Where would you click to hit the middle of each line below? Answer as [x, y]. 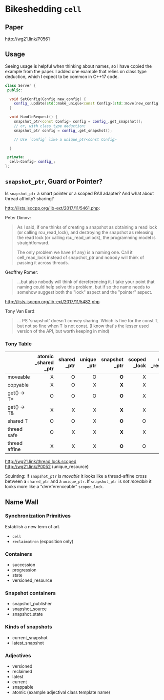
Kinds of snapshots [29, 627]
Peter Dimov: [18, 217]
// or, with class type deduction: [50, 126]
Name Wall [22, 502]
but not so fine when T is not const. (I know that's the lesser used [83, 326]
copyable [18, 385]
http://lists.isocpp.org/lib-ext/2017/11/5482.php [52, 301]
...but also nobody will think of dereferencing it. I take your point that [86, 282]
